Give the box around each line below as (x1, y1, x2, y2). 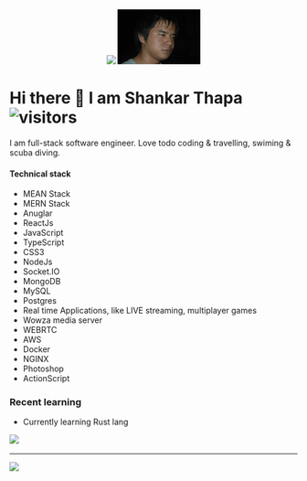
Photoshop (22, 363, 64, 374)
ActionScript (22, 373, 70, 384)
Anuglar (22, 208, 53, 219)
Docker (22, 344, 51, 355)
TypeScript (22, 237, 65, 248)
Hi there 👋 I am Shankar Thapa (9, 88, 244, 109)
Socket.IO (22, 266, 60, 277)
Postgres (22, 295, 58, 306)
